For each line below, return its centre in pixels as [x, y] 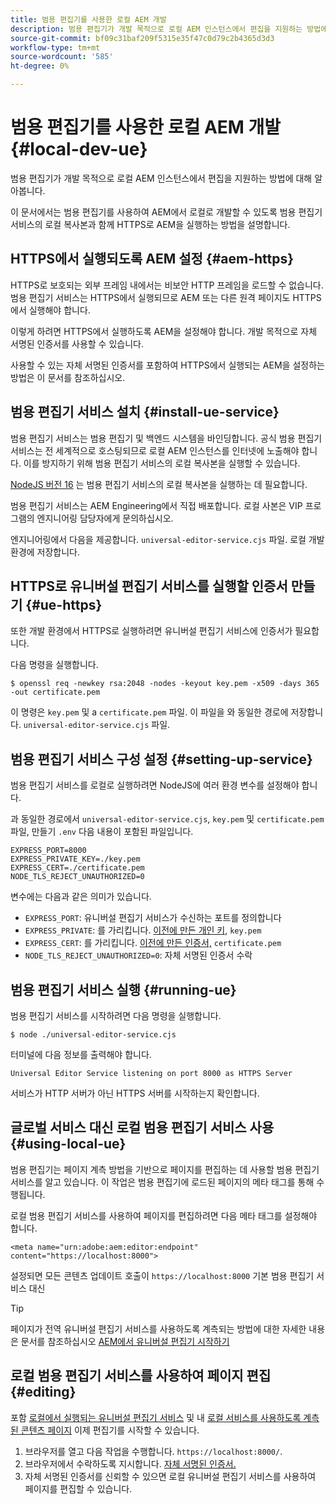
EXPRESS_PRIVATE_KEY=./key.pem [75, 859]
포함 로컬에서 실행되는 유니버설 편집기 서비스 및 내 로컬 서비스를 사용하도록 [156, 1417]
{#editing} [43, 1392]
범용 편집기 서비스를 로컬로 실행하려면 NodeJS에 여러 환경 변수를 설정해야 [155, 785]
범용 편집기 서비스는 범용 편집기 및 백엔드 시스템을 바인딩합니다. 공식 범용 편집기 [166, 438]
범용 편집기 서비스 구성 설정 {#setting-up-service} [161, 759]
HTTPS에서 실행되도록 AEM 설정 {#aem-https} [152, 259]
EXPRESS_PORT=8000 [48, 851]
